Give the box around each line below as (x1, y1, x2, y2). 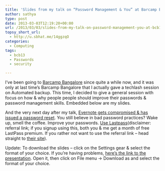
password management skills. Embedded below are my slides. (5, 100, 131, 106)
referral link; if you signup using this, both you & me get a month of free (5, 125, 150, 131)
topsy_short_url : (5, 30, 41, 35)
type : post (5, 16, 27, 21)
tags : (5, 48, 16, 53)
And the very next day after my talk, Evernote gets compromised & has (5, 109, 148, 115)
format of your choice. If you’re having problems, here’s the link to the (5, 150, 146, 156)
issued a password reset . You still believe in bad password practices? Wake (5, 115, 158, 121)
